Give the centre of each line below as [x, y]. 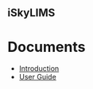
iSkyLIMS [31, 13]
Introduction [39, 69]
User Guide [37, 77]
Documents [46, 47]
